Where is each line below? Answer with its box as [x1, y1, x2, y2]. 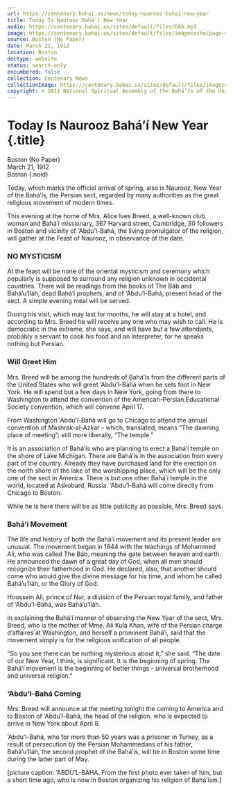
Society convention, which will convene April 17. [7, 402, 144, 411]
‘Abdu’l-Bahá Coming [7, 689, 81, 699]
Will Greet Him [7, 357, 57, 367]
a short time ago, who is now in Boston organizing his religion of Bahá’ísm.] [7, 776, 222, 784]
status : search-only [7, 62, 67, 69]
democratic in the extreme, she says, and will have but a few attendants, [7, 325, 214, 334]
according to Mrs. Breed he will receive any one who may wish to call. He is [7, 318, 223, 326]
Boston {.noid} [7, 170, 49, 179]
